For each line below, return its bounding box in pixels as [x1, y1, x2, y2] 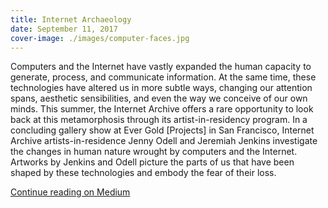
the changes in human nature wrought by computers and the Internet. [10, 146, 298, 158]
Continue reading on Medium [10, 186, 131, 198]
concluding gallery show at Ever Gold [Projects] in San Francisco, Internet [10, 124, 315, 136]
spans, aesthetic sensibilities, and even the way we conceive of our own [10, 92, 308, 105]
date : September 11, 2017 [10, 24, 118, 34]
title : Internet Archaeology [10, 14, 132, 25]
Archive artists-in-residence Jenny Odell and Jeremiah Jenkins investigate [10, 135, 318, 147]
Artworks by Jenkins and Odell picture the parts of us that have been [10, 156, 295, 168]
